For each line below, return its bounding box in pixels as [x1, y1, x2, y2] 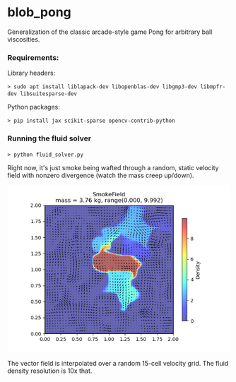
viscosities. [7, 35, 40, 43]
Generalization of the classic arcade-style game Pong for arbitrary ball [7, 28, 213, 36]
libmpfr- [200, 83, 226, 90]
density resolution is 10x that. [7, 366, 93, 375]
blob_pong [7, 4, 72, 20]
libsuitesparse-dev [20, 90, 78, 97]
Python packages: [7, 103, 60, 112]
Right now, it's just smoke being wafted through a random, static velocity [7, 163, 219, 172]
